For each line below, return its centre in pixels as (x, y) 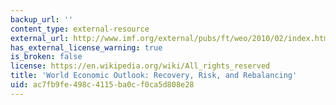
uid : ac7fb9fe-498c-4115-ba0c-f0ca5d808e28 (102, 85)
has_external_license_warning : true (86, 47)
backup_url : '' (42, 19)
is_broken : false (46, 57)
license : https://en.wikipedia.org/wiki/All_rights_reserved (140, 66)
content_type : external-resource (80, 29)
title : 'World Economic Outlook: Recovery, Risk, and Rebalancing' (154, 76)
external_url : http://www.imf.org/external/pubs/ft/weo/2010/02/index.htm (169, 38)
